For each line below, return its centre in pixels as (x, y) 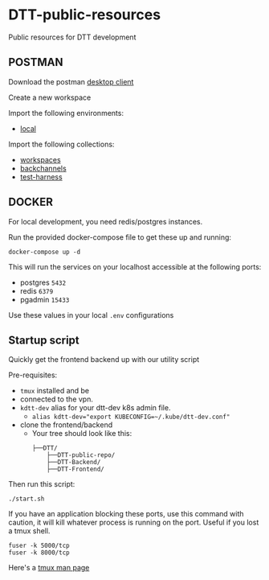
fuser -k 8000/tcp (39, 553)
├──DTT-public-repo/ (81, 455)
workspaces (41, 159)
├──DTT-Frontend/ (75, 469)
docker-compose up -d (45, 252)
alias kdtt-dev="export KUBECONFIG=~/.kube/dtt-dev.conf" (131, 417)
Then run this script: (42, 484)
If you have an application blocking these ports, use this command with (126, 514)
